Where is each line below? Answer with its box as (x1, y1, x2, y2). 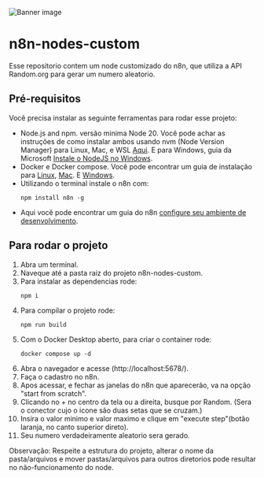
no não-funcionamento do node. (9, 462, 115, 472)
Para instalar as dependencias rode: (20, 276, 137, 286)
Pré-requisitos (9, 92, 82, 106)
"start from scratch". (20, 388, 87, 398)
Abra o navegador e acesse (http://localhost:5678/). (20, 363, 189, 373)
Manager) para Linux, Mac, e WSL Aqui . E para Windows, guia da (20, 145, 233, 154)
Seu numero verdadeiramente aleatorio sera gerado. (20, 430, 191, 440)
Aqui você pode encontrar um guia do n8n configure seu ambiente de (20, 207, 247, 217)
